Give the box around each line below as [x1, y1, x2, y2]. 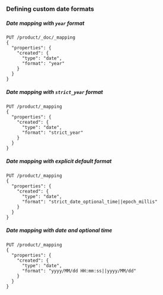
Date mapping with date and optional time [6, 227, 113, 234]
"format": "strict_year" [21, 130, 84, 136]
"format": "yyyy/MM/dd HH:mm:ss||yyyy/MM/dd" [21, 268, 136, 274]
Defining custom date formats [6, 5, 94, 13]
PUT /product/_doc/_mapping [6, 34, 76, 40]
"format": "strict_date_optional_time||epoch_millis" [21, 199, 158, 205]
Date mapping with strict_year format [6, 89, 104, 96]
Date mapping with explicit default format [6, 158, 112, 165]
